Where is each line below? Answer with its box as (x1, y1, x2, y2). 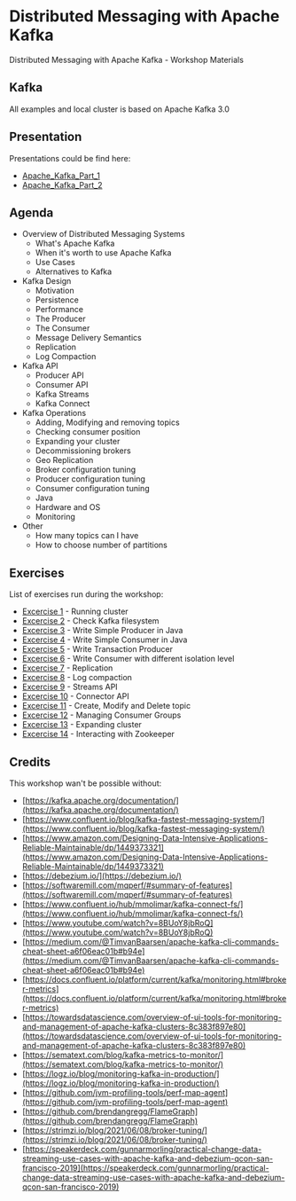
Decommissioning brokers (35, 445, 131, 456)
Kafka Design (21, 276, 72, 287)
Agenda (9, 205, 54, 220)
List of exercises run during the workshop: (9, 589, 164, 600)
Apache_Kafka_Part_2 (21, 179, 103, 190)
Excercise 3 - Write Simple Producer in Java (21, 625, 183, 636)
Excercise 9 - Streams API (21, 681, 118, 693)
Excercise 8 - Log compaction (21, 672, 133, 683)
